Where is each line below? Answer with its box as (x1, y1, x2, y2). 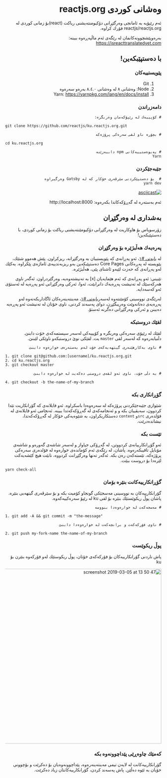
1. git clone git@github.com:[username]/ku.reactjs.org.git (5, 354, 132, 359)
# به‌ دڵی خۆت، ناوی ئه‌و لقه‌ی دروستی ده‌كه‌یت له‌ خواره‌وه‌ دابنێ (33, 371, 162, 376)
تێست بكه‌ (140, 430, 162, 437)
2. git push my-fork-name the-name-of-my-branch (5, 531, 108, 536)
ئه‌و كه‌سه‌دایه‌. (136, 286, 162, 292)
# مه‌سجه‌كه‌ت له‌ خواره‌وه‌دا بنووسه (95, 505, 162, 510)
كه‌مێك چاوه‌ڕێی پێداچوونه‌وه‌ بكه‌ (94, 750, 162, 757)
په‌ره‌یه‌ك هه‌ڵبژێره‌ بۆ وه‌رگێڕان (98, 244, 162, 251)
